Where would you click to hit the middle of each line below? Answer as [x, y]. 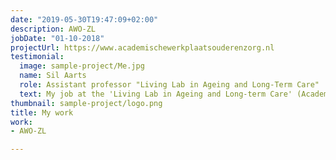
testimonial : [37, 57]
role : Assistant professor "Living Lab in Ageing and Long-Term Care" [169, 85]
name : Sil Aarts [53, 76]
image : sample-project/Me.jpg [82, 66]
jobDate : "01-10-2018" [57, 38]
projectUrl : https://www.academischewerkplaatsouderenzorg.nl [142, 47]
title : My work [42, 112]
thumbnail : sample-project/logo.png [86, 103]
